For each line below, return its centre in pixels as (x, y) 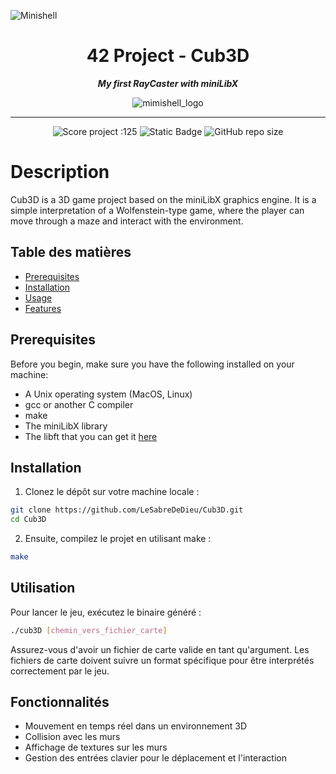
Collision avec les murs (72, 737)
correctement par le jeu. (60, 671)
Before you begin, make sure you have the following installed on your (152, 364)
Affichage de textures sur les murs (96, 747)
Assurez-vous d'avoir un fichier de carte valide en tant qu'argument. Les (160, 649)
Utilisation (43, 588)
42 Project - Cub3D (168, 56)
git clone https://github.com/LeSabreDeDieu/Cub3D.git (127, 510)
